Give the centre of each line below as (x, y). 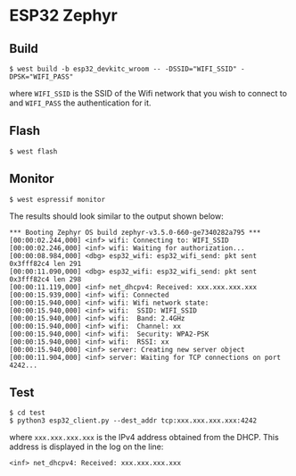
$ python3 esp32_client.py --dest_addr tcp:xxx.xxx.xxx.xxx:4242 (133, 421)
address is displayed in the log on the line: (86, 447)
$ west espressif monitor (57, 199)
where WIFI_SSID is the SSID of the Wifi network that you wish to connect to (148, 93)
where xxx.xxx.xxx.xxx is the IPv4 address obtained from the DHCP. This (144, 438)
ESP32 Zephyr (63, 16)
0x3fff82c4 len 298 (45, 279)
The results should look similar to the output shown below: (117, 216)
